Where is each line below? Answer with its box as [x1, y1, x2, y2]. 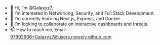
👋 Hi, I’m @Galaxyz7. [10, 5, 53, 11]
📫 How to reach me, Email [10, 27, 66, 32]
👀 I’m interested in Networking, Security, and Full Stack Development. [10, 10, 155, 16]
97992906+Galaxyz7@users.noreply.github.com [10, 34, 112, 40]
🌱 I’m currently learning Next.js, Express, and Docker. [10, 16, 122, 21]
